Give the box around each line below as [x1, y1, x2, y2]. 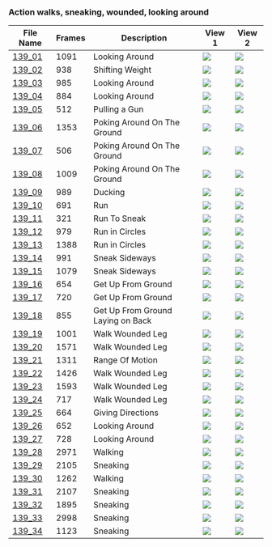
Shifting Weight [92, 64, 152, 75]
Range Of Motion [92, 354, 158, 366]
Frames [56, 32, 86, 44]
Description [121, 32, 168, 44]
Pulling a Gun [92, 104, 144, 115]
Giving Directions [92, 407, 159, 418]
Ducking [92, 187, 125, 198]
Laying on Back [92, 315, 152, 326]
